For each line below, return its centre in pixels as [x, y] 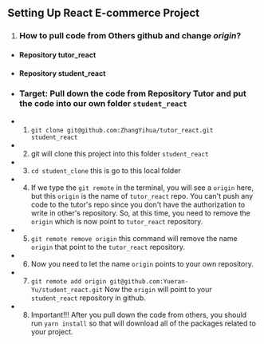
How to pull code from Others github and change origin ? [130, 36]
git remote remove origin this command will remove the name [134, 238]
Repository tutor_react [57, 54]
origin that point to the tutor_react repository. [108, 247]
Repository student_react [62, 73]
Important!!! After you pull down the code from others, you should [139, 314]
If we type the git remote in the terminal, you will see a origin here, [142, 188]
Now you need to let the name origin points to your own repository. [142, 263]
